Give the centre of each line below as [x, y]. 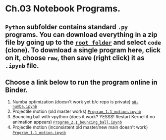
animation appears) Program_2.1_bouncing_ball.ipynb [67, 122]
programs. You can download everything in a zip [81, 34]
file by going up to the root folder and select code [83, 42]
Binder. [17, 90]
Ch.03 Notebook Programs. [63, 9]
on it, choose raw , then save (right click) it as [75, 58]
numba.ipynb [25, 107]
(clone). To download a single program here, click [83, 50]
